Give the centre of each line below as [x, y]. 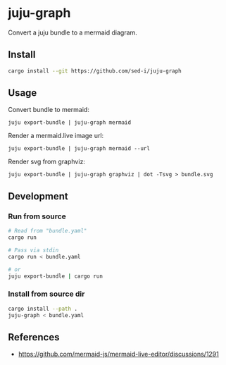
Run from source [37, 216]
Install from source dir [46, 294]
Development [38, 196]
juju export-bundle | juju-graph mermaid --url [79, 149]
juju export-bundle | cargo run [55, 276]
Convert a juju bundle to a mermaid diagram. [73, 32]
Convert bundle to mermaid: [49, 110]
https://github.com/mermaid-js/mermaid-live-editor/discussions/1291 [118, 354]
